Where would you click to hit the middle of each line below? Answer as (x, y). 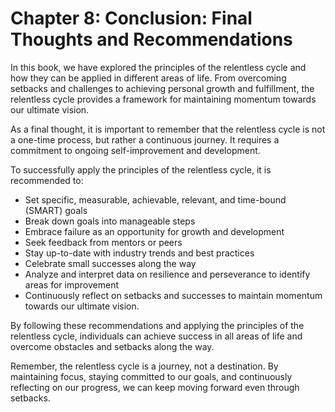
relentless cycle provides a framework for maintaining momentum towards (163, 99)
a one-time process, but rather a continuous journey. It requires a (145, 139)
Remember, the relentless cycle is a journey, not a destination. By (144, 366)
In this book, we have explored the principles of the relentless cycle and (158, 67)
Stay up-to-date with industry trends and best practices (139, 253)
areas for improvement (71, 284)
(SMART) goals (56, 210)
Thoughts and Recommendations (151, 39)
